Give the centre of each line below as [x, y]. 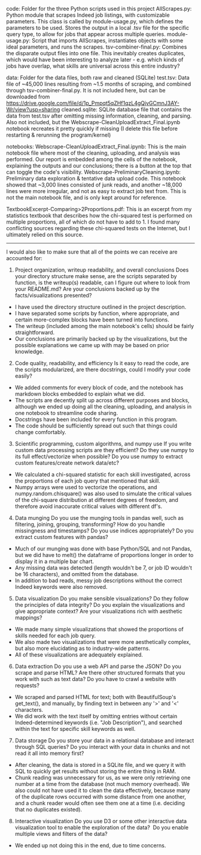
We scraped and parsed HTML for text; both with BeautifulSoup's [95, 697]
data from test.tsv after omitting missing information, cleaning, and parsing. [99, 116]
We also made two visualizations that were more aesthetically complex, [103, 642]
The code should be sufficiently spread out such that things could [96, 426]
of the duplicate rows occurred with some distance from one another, [100, 797]
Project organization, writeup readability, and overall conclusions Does [102, 270]
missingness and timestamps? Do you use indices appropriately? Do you [104, 531]
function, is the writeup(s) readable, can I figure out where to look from [102, 282]
